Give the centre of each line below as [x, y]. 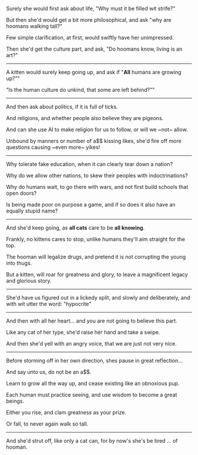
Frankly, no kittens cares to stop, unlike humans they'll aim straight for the [96, 239]
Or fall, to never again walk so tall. [47, 424]
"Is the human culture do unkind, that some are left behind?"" [80, 90]
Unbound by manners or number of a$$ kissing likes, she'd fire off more [94, 141]
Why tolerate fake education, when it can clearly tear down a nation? [90, 164]
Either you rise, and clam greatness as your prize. [66, 412]
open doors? [22, 193]
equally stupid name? [32, 211]
